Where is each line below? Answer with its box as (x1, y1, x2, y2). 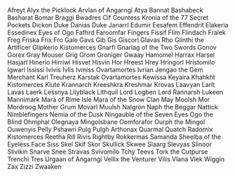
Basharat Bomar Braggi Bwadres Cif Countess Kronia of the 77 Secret (7, 13, 209, 22)
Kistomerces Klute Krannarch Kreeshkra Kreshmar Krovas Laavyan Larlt (7, 81, 215, 88)
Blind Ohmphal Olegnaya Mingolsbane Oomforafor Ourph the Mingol (7, 118, 206, 126)
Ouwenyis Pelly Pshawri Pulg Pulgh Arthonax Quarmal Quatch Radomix (7, 126, 213, 133)
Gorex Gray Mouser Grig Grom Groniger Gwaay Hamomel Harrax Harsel (7, 50, 215, 59)
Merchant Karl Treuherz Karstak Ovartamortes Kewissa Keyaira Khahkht (7, 73, 215, 81)
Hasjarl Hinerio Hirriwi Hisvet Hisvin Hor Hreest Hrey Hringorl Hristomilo (7, 58, 215, 66)
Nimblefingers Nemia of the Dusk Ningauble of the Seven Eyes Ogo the (7, 110, 213, 119)
